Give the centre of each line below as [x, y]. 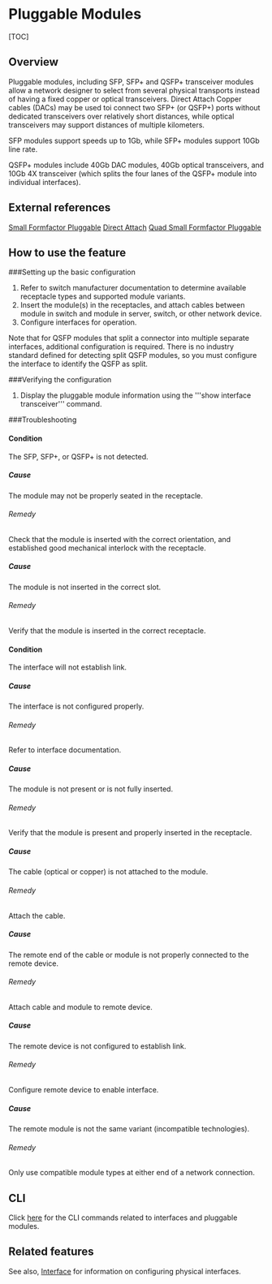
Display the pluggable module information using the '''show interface [136, 395]
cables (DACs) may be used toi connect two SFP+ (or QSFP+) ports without [134, 107]
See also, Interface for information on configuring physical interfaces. [125, 1271]
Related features [52, 1252]
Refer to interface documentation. [65, 750]
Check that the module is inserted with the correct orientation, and [120, 539]
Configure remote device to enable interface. [84, 1089]
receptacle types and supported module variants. [103, 296]
